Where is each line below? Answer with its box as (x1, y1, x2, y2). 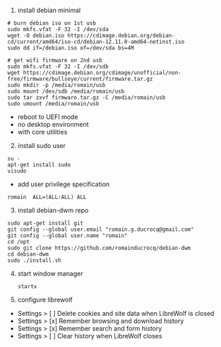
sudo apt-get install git (7, 220, 83, 227)
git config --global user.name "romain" (7, 232, 129, 239)
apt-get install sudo (7, 161, 71, 169)
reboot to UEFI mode (17, 113, 78, 121)
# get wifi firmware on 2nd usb (7, 57, 102, 64)
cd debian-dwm (7, 251, 49, 258)
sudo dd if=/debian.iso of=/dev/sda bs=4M (7, 45, 134, 52)
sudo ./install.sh (7, 257, 61, 264)
